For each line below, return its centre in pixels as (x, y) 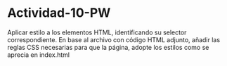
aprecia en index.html (39, 55)
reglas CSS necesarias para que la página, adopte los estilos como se (108, 47)
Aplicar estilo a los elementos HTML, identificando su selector (97, 32)
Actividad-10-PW (59, 13)
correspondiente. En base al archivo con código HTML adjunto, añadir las (113, 39)
